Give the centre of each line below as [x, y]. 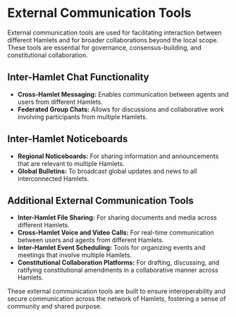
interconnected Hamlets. [53, 179]
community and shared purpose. [55, 306]
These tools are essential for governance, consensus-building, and [105, 47]
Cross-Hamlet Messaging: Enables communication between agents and [123, 94]
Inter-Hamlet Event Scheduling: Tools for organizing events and [111, 248]
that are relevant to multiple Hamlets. [71, 163]
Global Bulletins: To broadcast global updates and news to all [107, 171]
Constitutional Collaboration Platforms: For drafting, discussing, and [118, 263]
